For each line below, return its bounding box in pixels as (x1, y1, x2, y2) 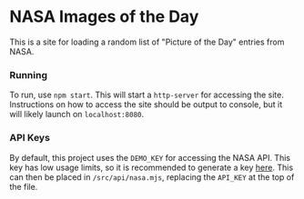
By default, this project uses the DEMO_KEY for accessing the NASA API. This (9, 152, 291, 163)
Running (9, 68, 48, 81)
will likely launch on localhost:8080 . (9, 109, 145, 120)
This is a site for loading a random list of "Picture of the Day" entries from (9, 36, 285, 47)
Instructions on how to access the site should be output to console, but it (9, 99, 283, 110)
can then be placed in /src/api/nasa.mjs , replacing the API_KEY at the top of (9, 171, 295, 183)
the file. (9, 181, 38, 192)
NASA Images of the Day (9, 6, 199, 27)
